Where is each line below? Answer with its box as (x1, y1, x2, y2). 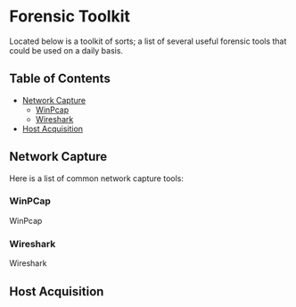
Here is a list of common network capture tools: (9, 172, 185, 184)
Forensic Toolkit (9, 6, 131, 27)
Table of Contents (9, 71, 111, 87)
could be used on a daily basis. (9, 45, 123, 55)
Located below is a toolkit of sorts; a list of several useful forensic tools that (9, 36, 287, 46)
